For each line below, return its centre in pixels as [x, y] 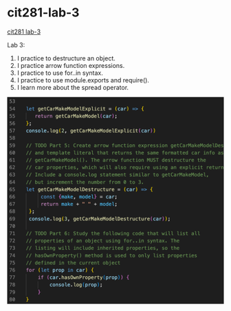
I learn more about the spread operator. [73, 87]
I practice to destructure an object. [66, 58]
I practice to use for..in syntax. [60, 73]
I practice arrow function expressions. [71, 65]
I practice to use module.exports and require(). [83, 80]
